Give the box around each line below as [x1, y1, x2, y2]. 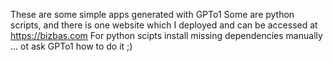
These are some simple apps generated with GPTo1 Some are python [10, 9, 295, 20]
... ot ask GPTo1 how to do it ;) [10, 40, 133, 52]
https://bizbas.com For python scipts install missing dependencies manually [10, 30, 323, 41]
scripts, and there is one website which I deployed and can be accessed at [10, 19, 318, 31]
